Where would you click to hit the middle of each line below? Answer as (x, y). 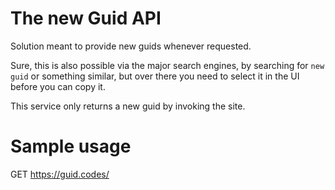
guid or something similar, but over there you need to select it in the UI (155, 76)
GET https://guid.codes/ (60, 174)
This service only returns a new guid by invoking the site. (128, 106)
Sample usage (71, 146)
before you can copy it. (58, 86)
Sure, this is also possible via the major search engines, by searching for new (167, 65)
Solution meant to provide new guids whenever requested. (131, 46)
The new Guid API (86, 18)
